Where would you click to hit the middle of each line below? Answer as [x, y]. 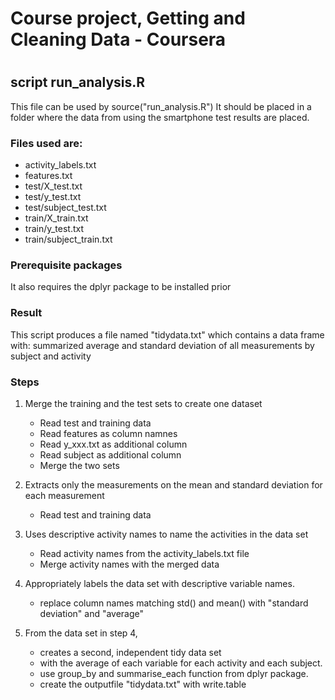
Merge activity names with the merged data [129, 564]
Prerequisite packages [66, 265]
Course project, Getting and [128, 18]
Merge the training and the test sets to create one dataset [143, 403]
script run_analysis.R [78, 82]
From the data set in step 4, [81, 633]
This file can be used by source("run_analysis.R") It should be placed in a [161, 106]
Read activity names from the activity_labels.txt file [144, 553]
